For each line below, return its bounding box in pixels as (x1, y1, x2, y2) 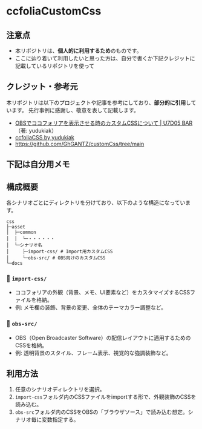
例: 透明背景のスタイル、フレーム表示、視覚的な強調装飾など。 (15, 349, 172, 356)
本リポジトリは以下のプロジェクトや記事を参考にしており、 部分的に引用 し (6, 99, 192, 106)
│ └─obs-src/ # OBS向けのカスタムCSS (6, 255, 106, 261)
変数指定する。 (41, 416, 79, 424)
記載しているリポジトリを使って (15, 62, 95, 69)
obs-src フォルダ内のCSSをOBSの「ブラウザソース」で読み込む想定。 (15, 408, 189, 416)
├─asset (6, 224, 26, 230)
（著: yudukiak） (15, 127, 57, 134)
